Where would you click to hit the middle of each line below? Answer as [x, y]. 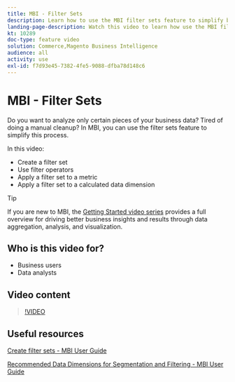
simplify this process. [38, 135]
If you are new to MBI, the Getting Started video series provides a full [107, 212]
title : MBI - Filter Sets [45, 14]
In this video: [26, 149]
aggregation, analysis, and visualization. [65, 226]
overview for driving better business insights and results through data [107, 219]
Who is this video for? [56, 248]
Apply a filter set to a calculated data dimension [86, 184]
